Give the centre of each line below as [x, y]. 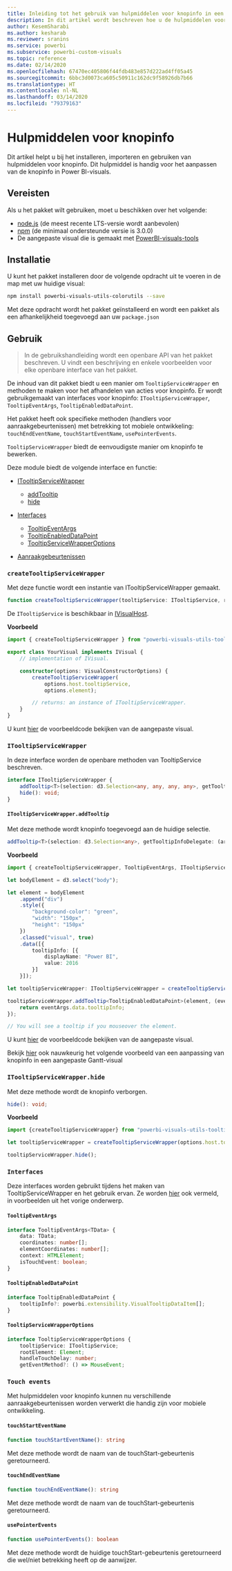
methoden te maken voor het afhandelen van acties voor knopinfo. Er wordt [115, 391]
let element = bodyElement [46, 892]
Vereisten [28, 193]
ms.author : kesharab [37, 33]
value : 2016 [61, 963]
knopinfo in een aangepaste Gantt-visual [65, 1060]
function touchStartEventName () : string [66, 1440]
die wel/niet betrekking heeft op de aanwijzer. [72, 1560]
